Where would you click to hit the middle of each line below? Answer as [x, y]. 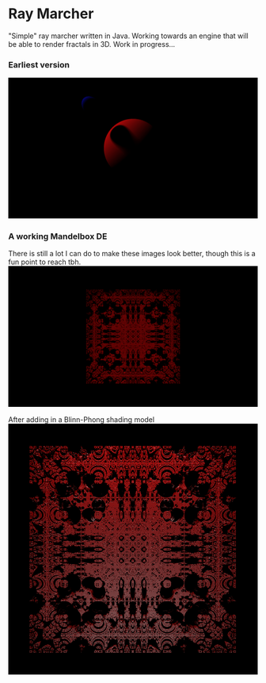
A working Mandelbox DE [58, 236]
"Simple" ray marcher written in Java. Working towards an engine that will [129, 36]
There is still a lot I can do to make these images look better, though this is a [132, 254]
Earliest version [39, 64]
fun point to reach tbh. [45, 262]
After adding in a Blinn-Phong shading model [82, 419]
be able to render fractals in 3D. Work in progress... [92, 44]
